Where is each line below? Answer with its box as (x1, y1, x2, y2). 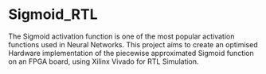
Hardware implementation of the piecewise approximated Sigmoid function (8, 48, 255, 57)
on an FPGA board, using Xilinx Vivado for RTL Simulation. (8, 57, 199, 66)
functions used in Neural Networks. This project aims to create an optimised (8, 39, 258, 49)
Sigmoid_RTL (8, 6, 98, 24)
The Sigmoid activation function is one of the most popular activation (8, 31, 235, 41)
